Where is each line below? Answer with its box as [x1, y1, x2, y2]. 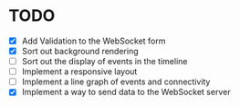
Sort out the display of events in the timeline [21, 56, 188, 67]
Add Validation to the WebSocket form [21, 35, 166, 46]
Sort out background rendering [21, 46, 139, 56]
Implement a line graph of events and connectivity [21, 76, 211, 87]
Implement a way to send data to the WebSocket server [21, 87, 231, 98]
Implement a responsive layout [21, 66, 138, 77]
